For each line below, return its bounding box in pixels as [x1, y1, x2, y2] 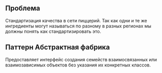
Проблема [5, 4, 41, 13]
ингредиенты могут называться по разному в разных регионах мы [5, 23, 152, 29]
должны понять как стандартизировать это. [5, 28, 101, 34]
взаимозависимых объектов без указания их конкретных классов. [5, 62, 151, 68]
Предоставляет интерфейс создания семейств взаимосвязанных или [5, 56, 157, 62]
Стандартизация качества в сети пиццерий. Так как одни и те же [5, 17, 147, 23]
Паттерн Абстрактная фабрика [5, 43, 111, 52]
